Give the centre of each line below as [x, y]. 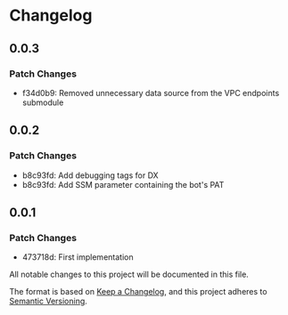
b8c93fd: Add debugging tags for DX [90, 175]
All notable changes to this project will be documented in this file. [129, 275]
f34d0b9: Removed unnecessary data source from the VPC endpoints [151, 93]
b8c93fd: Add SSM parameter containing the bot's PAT [123, 184]
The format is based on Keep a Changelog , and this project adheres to [138, 292]
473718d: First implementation [78, 257]
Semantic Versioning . [48, 301]
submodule [43, 102]
